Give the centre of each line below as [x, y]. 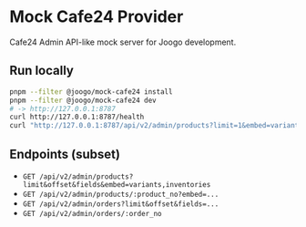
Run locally [42, 71]
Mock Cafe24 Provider [97, 17]
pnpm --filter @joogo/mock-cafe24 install [91, 92]
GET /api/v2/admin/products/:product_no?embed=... [121, 194]
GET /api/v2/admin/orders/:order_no [92, 213]
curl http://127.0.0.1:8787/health [77, 117]
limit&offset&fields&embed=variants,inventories [117, 184]
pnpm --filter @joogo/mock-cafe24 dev [83, 100]
